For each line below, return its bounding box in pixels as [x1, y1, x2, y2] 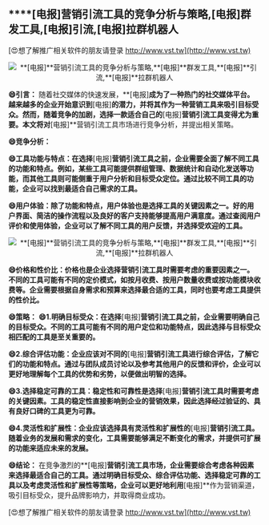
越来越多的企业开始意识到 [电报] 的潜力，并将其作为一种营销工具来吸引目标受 [8, 99, 259, 109]
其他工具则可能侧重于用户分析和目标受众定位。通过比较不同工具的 [29, 173, 247, 183]
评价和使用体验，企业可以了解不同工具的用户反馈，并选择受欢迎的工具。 [8, 220, 247, 230]
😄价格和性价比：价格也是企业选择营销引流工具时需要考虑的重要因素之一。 [8, 265, 255, 274]
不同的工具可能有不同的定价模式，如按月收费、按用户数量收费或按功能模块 [8, 275, 254, 285]
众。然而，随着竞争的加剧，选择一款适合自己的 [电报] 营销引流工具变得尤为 [8, 109, 252, 119]
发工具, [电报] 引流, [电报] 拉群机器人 [8, 22, 179, 36]
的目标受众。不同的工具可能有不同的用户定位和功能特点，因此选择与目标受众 [8, 321, 261, 331]
